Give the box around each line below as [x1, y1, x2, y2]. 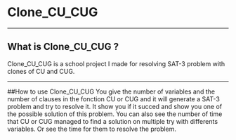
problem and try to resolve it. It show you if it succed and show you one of [7, 102, 223, 110]
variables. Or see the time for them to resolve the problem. [7, 125, 177, 133]
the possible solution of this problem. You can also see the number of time [7, 110, 223, 118]
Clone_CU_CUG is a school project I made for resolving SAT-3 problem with [7, 59, 225, 68]
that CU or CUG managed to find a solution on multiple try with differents [7, 117, 218, 125]
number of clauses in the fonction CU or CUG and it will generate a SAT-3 [7, 94, 220, 103]
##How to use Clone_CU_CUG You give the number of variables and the [7, 87, 216, 96]
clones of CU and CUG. [7, 67, 75, 75]
